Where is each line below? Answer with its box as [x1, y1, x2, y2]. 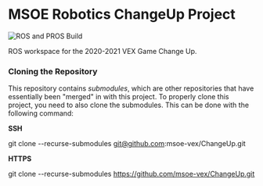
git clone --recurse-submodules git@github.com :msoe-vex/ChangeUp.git [8, 139, 247, 148]
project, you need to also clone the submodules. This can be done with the [8, 100, 249, 110]
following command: [8, 109, 74, 118]
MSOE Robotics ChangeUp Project [8, 5, 236, 23]
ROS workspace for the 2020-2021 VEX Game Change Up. [8, 46, 197, 55]
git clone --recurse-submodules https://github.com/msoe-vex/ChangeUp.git [8, 170, 255, 179]
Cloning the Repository [8, 66, 98, 77]
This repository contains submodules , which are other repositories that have [8, 84, 254, 93]
